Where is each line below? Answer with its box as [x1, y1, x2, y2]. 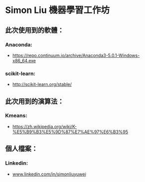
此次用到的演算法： [5, 97, 64, 105]
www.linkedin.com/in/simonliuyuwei [12, 171, 86, 177]
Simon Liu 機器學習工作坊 [5, 4, 110, 16]
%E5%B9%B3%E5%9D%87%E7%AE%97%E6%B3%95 [12, 129, 128, 135]
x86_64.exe [12, 58, 36, 64]
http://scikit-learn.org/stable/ [12, 82, 72, 88]
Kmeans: [5, 112, 27, 119]
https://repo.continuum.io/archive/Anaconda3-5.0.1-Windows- [12, 52, 140, 58]
